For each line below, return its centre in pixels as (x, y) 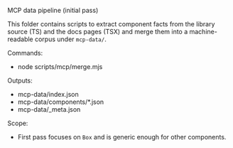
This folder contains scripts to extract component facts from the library (111, 24)
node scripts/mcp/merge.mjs (60, 67)
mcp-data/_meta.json (49, 109)
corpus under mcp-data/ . (70, 39)
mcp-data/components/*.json (61, 102)
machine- (204, 32)
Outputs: (20, 80)
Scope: (18, 123)
